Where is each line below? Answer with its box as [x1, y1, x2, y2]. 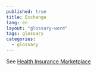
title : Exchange [6, 14, 46, 20]
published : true [6, 8, 46, 15]
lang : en [6, 20, 28, 25]
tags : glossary [6, 31, 44, 37]
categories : [6, 36, 36, 42]
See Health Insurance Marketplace [6, 57, 91, 65]
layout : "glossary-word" [6, 25, 68, 31]
